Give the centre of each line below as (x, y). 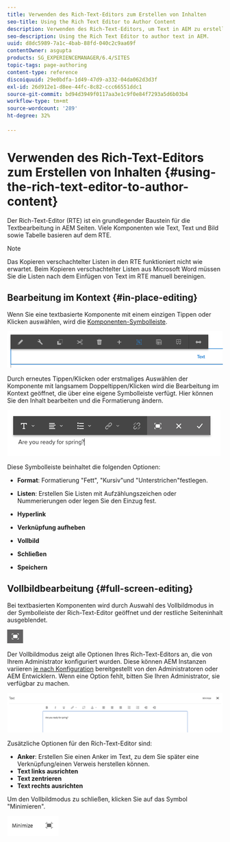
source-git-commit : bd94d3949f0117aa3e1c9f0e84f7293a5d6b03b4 (98, 94)
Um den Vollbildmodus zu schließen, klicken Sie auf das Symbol (98, 799)
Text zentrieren (39, 779)
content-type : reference (42, 72)
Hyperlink (31, 514)
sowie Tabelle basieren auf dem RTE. (59, 235)
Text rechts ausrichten (50, 786)
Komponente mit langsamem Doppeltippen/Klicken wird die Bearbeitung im (113, 386)
